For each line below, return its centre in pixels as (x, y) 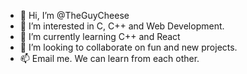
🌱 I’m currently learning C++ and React (100, 36)
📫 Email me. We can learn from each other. (109, 58)
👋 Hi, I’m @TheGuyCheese (74, 15)
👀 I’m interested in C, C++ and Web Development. (122, 26)
